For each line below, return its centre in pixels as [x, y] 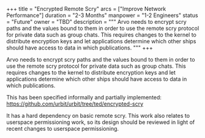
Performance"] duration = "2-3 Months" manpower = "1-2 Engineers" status [102, 15]
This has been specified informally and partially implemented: [84, 97]
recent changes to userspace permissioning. [63, 129]
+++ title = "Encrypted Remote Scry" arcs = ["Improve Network [86, 9]
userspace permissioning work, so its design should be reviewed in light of [101, 122]
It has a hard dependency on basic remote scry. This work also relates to [98, 116]
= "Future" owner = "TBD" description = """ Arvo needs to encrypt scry [96, 22]
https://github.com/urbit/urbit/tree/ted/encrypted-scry [75, 104]
